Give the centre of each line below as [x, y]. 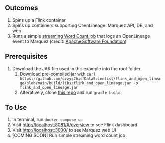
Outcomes [22, 8]
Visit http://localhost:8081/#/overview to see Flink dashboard [75, 125]
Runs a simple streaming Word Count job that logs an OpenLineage [81, 36]
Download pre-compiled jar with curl [58, 74]
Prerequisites [26, 57]
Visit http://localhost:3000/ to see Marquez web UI [64, 130]
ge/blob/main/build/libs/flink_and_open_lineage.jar [76, 83]
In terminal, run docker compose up [47, 119]
